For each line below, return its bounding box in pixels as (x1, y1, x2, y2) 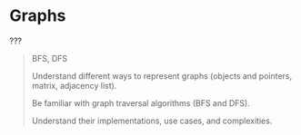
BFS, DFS (31, 53, 68, 63)
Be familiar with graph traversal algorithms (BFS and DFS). (31, 97, 250, 109)
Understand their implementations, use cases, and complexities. (31, 115, 273, 126)
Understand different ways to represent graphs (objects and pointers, (31, 70, 293, 82)
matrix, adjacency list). (31, 80, 117, 91)
